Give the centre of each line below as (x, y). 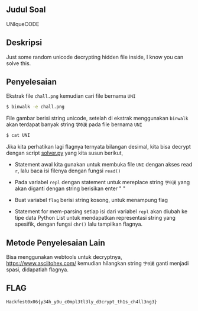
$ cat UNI (18, 136)
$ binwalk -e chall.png (35, 107)
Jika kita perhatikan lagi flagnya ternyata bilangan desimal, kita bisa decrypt (98, 147)
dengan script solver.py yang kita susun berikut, (65, 153)
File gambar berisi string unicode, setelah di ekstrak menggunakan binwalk (97, 118)
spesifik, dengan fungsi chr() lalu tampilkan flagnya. (79, 224)
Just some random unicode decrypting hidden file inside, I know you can (95, 57)
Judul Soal (26, 10)
